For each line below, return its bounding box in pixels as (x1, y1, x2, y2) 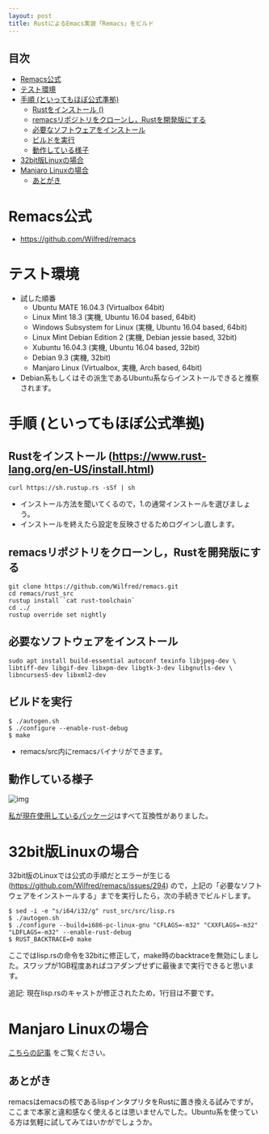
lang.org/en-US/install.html (8, 463, 151, 476)
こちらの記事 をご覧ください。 (8, 1048, 110, 1058)
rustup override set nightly (8, 611, 107, 619)
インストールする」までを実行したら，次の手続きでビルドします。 (36, 891, 255, 901)
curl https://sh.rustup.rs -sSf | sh (8, 484, 136, 492)
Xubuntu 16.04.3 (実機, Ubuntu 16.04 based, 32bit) (32, 343, 200, 352)
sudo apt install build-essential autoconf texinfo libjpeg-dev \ (8, 657, 237, 665)
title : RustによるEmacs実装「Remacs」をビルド (8, 19, 154, 28)
